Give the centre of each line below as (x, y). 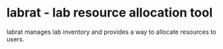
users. (16, 39)
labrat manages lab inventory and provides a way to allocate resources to (111, 32)
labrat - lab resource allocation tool (110, 13)
